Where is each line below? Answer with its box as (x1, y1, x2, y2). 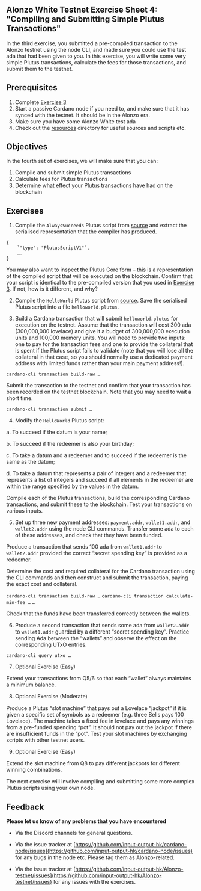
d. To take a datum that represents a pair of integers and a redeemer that (6, 470, 187, 477)
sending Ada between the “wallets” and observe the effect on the (14, 635, 177, 642)
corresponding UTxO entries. (14, 641, 87, 649)
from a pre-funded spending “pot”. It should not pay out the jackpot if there (6, 724, 192, 731)
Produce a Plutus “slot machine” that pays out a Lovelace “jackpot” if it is (6, 704, 187, 712)
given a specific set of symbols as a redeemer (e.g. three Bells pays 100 (6, 711, 184, 718)
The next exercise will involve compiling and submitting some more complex (6, 778, 195, 785)
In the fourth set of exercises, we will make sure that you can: (6, 158, 158, 165)
